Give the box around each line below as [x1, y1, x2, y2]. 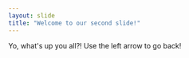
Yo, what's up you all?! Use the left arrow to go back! [8, 41, 182, 50]
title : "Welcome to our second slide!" [8, 19, 141, 27]
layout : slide [8, 11, 56, 20]
